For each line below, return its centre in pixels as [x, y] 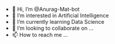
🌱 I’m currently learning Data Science [58, 22]
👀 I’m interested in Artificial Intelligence [61, 15]
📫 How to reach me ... [40, 35]
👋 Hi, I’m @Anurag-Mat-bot [46, 9]
